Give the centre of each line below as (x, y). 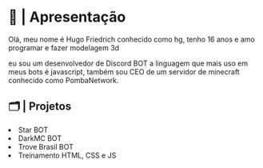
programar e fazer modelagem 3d (64, 47)
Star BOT (34, 130)
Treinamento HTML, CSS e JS (68, 155)
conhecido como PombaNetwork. (64, 80)
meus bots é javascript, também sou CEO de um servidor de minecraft (124, 71)
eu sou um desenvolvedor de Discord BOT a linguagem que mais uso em (128, 63)
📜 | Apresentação (67, 17)
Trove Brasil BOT (46, 146)
